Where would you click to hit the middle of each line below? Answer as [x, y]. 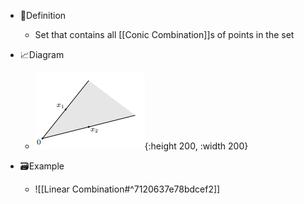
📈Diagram [42, 54]
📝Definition [43, 15]
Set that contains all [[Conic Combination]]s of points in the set [164, 34]
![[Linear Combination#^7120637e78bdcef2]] [127, 189]
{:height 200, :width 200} [196, 146]
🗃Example [42, 166]
